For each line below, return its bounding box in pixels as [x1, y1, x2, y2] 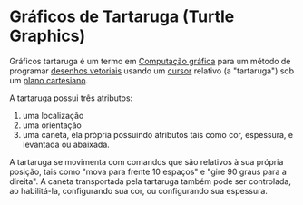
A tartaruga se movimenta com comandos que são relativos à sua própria [9, 156, 284, 167]
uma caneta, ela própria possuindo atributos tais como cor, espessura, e [22, 129, 294, 140]
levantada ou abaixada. [22, 139, 111, 150]
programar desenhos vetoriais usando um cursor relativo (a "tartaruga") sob [9, 65, 295, 76]
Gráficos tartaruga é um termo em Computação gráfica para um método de [9, 55, 291, 66]
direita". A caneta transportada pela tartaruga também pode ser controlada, [9, 175, 292, 187]
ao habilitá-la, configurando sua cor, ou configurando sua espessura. [9, 185, 268, 196]
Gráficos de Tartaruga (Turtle [9, 6, 235, 27]
